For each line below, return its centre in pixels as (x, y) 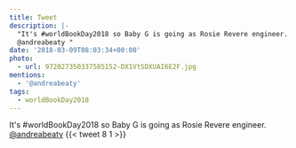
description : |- (39, 26)
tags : (19, 91)
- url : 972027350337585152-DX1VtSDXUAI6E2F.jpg (107, 67)
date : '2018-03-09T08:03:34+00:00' (75, 51)
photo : (21, 58)
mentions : (28, 75)
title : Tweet (33, 17)
